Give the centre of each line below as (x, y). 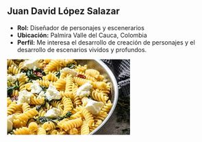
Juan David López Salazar (63, 11)
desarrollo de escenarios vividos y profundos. (82, 49)
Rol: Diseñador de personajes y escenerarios (81, 27)
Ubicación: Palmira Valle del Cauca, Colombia (82, 35)
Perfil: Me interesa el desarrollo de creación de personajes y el (106, 42)
